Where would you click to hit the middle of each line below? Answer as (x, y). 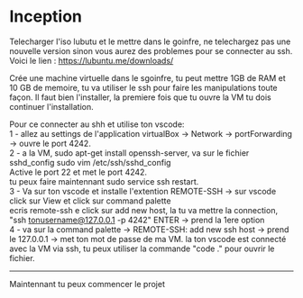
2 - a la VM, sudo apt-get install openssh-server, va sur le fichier (129, 153)
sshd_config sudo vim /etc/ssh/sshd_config (90, 162)
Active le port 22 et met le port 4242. (78, 172)
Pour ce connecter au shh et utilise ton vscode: (97, 124)
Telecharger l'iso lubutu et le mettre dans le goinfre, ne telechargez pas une (150, 41)
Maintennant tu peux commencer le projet (87, 284)
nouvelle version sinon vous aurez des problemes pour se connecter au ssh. (151, 50)
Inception (46, 17)
